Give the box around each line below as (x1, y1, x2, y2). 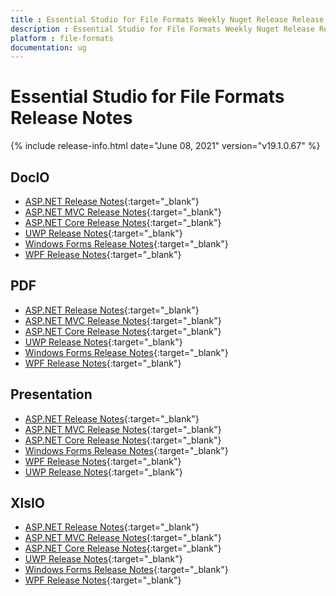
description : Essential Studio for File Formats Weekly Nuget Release (10, 24, 315, 34)
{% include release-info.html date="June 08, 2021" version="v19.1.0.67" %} (10, 140, 321, 152)
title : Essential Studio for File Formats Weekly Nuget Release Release (10, 14, 325, 25)
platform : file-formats (10, 33, 114, 43)
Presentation (10, 386, 93, 403)
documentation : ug (10, 42, 87, 53)
